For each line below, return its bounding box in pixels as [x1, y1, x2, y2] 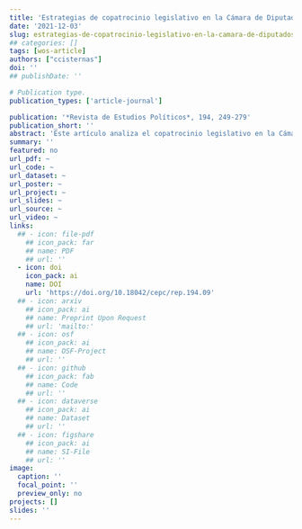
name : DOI [25, 280, 63, 289]
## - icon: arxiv [17, 296, 83, 306]
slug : [9, 30, 30, 39]
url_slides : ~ [9, 196, 63, 205]
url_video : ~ [9, 213, 58, 222]
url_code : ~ [9, 163, 54, 172]
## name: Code [25, 380, 78, 390]
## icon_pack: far [25, 238, 94, 247]
